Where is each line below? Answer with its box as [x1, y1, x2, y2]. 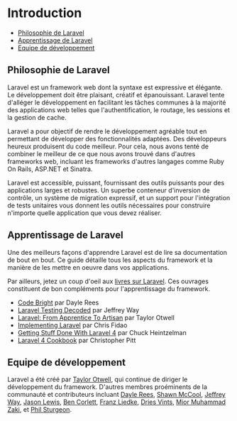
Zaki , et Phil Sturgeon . [7, 405, 72, 414]
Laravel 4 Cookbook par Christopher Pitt [17, 336, 136, 344]
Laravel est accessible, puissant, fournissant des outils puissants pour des [7, 178, 225, 187]
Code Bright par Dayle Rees [17, 298, 99, 307]
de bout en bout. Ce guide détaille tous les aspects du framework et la [7, 256, 213, 264]
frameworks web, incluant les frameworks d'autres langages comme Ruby [7, 157, 225, 165]
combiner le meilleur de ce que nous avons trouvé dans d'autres [7, 149, 196, 158]
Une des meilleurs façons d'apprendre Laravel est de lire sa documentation [7, 248, 227, 256]
